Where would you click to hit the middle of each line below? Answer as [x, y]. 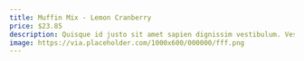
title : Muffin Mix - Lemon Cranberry [81, 17]
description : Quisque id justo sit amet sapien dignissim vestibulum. [145, 34]
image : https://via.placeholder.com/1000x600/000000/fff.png [127, 43]
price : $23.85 [36, 26]
